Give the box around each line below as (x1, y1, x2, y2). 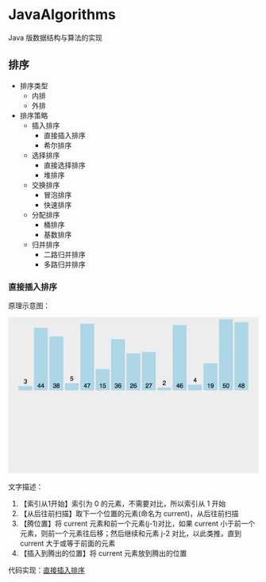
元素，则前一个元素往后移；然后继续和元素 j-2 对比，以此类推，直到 (19, 528, 242, 538)
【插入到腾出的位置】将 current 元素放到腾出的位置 (19, 548, 187, 557)
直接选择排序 (43, 160, 86, 170)
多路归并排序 (43, 260, 86, 269)
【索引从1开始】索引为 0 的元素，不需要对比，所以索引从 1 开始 (19, 499, 226, 508)
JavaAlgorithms (8, 6, 117, 24)
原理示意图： (8, 301, 50, 310)
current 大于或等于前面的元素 (19, 538, 116, 548)
